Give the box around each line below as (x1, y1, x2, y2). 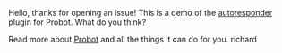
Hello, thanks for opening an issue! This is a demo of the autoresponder (8, 8, 273, 18)
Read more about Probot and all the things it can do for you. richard (8, 34, 257, 44)
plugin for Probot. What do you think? (8, 17, 147, 27)
